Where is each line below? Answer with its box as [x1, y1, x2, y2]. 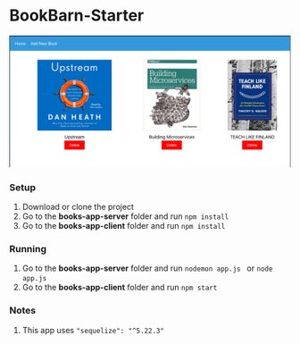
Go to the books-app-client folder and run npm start [21, 282, 218, 293]
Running [9, 242, 47, 255]
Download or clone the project [21, 201, 134, 212]
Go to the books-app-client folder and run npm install [21, 220, 226, 231]
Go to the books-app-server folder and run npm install [21, 211, 229, 222]
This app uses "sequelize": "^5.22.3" [21, 324, 165, 335]
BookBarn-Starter [9, 5, 145, 26]
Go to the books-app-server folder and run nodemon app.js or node [21, 263, 273, 273]
